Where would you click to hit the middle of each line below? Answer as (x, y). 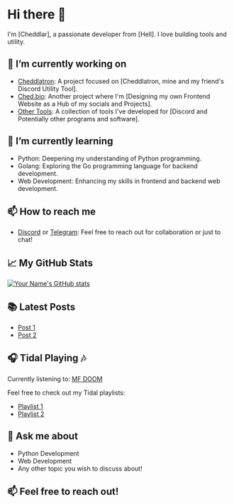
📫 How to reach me (52, 211)
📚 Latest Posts (41, 307)
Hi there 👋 (37, 15)
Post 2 (27, 335)
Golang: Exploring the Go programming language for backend (108, 165)
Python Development (48, 453)
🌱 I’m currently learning (60, 141)
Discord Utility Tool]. (48, 89)
